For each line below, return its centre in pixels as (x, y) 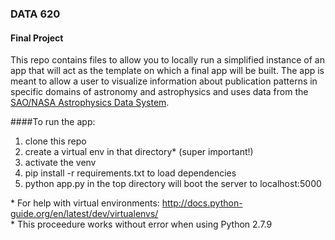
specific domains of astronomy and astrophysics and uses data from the (159, 92)
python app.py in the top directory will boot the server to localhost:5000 (173, 184)
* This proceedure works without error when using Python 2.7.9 (141, 224)
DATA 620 (35, 14)
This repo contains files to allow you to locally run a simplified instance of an (167, 60)
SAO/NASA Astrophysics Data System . (90, 103)
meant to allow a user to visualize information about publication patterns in (164, 81)
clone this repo (55, 141)
